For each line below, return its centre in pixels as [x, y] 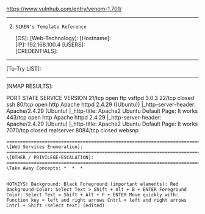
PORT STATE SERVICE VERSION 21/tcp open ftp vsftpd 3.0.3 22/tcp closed [100, 98]
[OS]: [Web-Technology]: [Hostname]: [63, 38]
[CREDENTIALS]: [36, 51]
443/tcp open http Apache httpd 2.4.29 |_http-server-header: [84, 117]
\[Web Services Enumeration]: [45, 147]
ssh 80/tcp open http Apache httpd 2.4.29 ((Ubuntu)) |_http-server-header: [101, 104]
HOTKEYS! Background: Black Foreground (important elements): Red [92, 184]
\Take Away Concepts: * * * [45, 168]
